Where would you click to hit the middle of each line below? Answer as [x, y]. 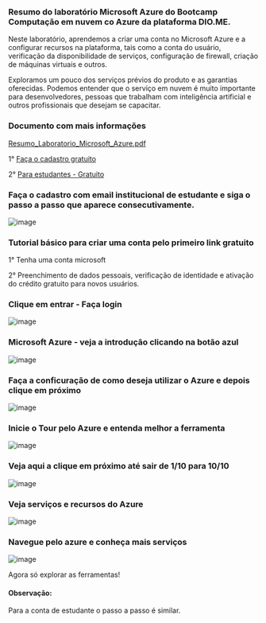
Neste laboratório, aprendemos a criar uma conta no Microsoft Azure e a [127, 39]
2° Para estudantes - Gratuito [56, 174]
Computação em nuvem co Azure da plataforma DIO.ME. [120, 21]
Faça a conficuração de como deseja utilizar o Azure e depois [129, 380]
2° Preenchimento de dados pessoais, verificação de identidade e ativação [131, 275]
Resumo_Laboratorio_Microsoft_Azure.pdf [77, 143]
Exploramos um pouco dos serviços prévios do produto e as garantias [123, 80]
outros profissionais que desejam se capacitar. [85, 105]
